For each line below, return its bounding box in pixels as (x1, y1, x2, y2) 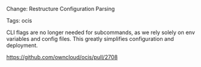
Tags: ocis (6, 17, 32, 24)
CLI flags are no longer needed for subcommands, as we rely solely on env (6, 29, 196, 36)
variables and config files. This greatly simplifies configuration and (6, 35, 174, 42)
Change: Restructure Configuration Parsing (6, 5, 115, 12)
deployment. (6, 42, 38, 49)
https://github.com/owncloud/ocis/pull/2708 (6, 54, 118, 60)
